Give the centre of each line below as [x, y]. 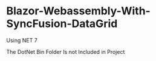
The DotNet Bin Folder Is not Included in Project [66, 51]
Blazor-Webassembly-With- [79, 11]
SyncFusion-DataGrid [62, 24]
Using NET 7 [22, 40]
